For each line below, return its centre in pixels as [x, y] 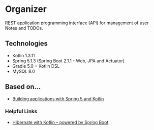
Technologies [27, 44]
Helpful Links [21, 111]
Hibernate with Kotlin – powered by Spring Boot [60, 122]
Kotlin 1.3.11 [24, 55]
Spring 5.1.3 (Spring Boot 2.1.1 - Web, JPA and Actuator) [68, 61]
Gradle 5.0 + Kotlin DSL [36, 66]
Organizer [26, 9]
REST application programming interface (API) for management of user [77, 23]
